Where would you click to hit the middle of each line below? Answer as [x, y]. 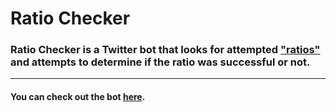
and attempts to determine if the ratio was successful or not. [160, 62]
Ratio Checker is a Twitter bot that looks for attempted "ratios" [165, 50]
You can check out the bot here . [78, 97]
